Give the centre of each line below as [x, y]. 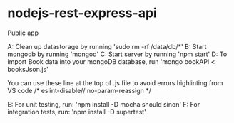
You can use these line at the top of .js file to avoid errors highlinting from [115, 82]
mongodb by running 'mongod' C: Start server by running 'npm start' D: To [117, 54]
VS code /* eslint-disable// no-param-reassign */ [80, 90]
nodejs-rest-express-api [82, 13]
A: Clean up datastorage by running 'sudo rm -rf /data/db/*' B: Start [107, 46]
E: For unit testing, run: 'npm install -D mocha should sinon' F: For [104, 104]
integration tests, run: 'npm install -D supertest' [77, 112]
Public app [23, 33]
